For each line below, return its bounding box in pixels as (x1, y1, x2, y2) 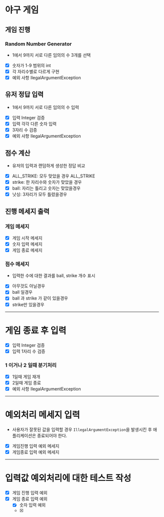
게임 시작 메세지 (12, 235, 42, 241)
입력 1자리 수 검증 (12, 348, 45, 354)
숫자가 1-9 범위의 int (12, 62, 51, 68)
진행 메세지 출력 (5, 207, 50, 215)
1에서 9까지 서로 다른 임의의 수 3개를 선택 (12, 52, 91, 58)
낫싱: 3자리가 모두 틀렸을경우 (12, 192, 67, 197)
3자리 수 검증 (12, 127, 38, 132)
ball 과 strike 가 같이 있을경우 (12, 295, 68, 301)
